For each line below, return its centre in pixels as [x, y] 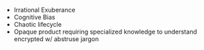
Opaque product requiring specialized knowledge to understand [105, 32]
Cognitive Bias [34, 17]
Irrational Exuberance [44, 10]
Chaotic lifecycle [38, 24]
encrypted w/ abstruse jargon [56, 39]
